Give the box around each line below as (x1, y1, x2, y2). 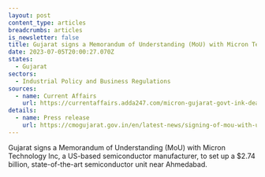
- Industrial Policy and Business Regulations (15, 77, 171, 85)
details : (8, 107, 37, 115)
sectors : (8, 70, 37, 78)
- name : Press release (15, 114, 90, 122)
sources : (8, 84, 37, 93)
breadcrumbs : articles (8, 26, 83, 34)
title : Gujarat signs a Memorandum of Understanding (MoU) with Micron (8, 41, 248, 49)
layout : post (8, 11, 51, 20)
